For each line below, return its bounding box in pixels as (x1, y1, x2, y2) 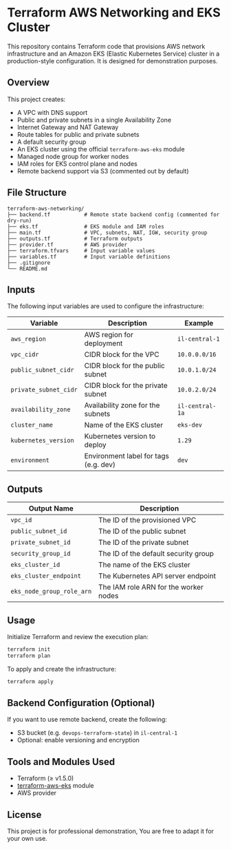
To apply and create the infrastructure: (7, 665, 117, 673)
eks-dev (177, 421, 203, 429)
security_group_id (10, 550, 71, 558)
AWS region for (84, 330, 134, 340)
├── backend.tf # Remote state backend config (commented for (7, 211, 220, 218)
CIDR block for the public (84, 361, 165, 371)
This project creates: (7, 95, 66, 103)
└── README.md (7, 265, 48, 272)
